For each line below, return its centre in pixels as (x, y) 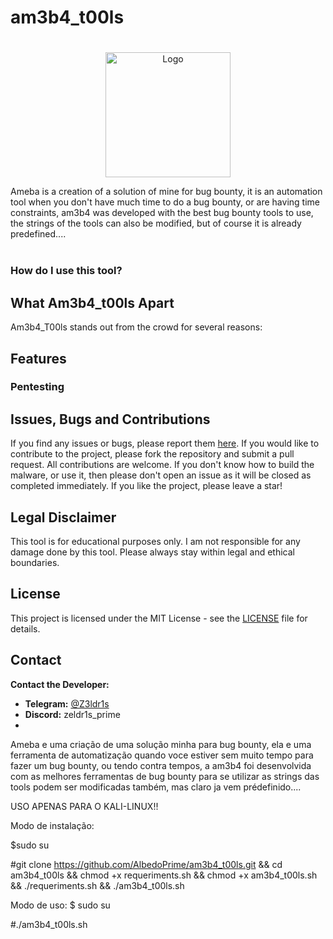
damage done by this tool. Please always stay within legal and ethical (152, 552)
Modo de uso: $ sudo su (60, 905)
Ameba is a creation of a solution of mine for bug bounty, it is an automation (166, 192)
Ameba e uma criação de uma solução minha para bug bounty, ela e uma (161, 744)
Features (38, 358)
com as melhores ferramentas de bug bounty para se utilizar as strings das (165, 776)
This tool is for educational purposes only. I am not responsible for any (155, 542)
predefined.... (38, 234)
